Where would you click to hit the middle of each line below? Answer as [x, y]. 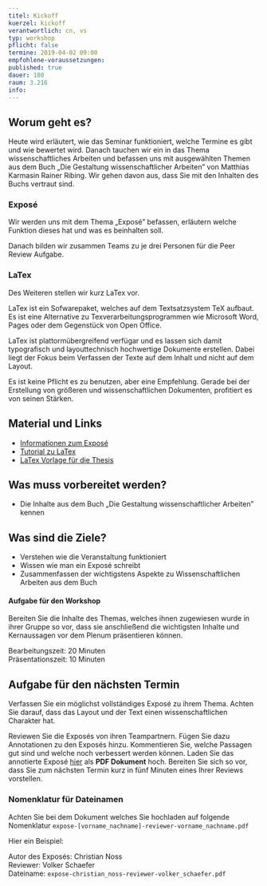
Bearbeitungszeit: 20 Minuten [57, 651]
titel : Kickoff [33, 16]
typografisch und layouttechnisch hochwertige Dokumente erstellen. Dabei [132, 349]
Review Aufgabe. [36, 254]
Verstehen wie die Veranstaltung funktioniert [93, 557]
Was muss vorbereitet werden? [88, 485]
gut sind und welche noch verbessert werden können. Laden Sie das [121, 753]
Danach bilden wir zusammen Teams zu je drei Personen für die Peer [122, 246]
